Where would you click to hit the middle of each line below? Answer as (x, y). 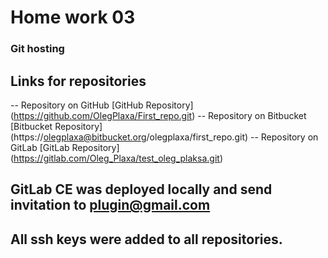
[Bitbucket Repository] (56, 126)
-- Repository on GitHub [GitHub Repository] (102, 105)
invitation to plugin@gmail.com (110, 205)
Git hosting (37, 49)
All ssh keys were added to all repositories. (146, 239)
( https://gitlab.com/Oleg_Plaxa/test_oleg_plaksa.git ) (116, 158)
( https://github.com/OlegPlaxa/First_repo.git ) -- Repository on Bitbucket (158, 115)
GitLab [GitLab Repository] (65, 147)
